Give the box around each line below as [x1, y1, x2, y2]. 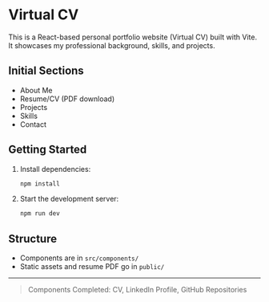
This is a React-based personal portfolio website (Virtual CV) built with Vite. [8, 32, 258, 42]
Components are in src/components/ [19, 253, 139, 263]
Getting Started [8, 143, 87, 157]
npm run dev [19, 210, 60, 218]
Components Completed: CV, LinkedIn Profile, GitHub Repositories [27, 285, 247, 295]
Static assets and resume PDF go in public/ [19, 262, 165, 271]
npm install [19, 179, 60, 188]
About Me [19, 85, 54, 95]
